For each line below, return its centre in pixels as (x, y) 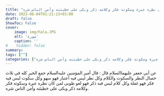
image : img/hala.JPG (35, 32)
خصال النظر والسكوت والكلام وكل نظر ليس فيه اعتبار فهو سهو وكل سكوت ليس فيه (81, 78)
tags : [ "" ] (17, 55)
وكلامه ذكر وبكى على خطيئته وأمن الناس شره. (47, 88)
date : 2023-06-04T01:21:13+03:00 (39, 14)
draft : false (19, 18)
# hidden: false (25, 46)
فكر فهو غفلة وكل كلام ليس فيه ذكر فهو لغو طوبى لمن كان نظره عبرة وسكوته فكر (80, 83)
